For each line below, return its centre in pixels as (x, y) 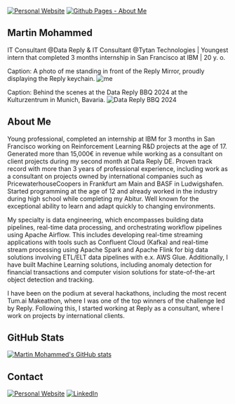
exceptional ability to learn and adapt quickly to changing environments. (111, 206)
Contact (25, 377)
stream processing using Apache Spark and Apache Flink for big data (108, 249)
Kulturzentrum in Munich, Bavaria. (56, 99)
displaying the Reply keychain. (51, 78)
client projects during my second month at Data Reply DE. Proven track (110, 161)
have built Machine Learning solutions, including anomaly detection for (110, 265)
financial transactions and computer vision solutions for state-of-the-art (111, 272)
